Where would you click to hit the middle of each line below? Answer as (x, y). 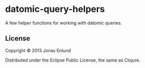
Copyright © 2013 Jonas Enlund (38, 50)
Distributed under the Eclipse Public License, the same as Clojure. (73, 60)
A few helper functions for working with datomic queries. (64, 23)
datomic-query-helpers (55, 9)
